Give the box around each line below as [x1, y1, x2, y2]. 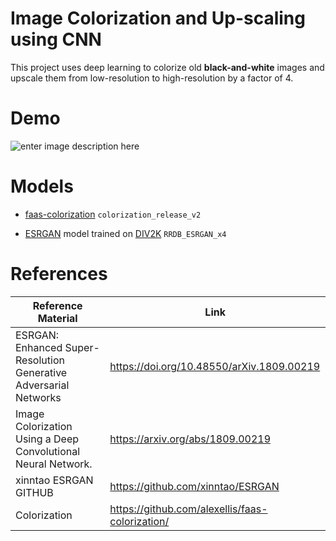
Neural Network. [15, 457, 93, 471]
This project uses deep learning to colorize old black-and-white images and [10, 61, 325, 73]
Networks [15, 390, 62, 404]
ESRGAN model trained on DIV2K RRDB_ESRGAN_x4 [24, 227, 227, 239]
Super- [64, 340, 100, 354]
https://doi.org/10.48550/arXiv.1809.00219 [109, 359, 321, 373]
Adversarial [15, 378, 70, 392]
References [10, 263, 108, 285]
